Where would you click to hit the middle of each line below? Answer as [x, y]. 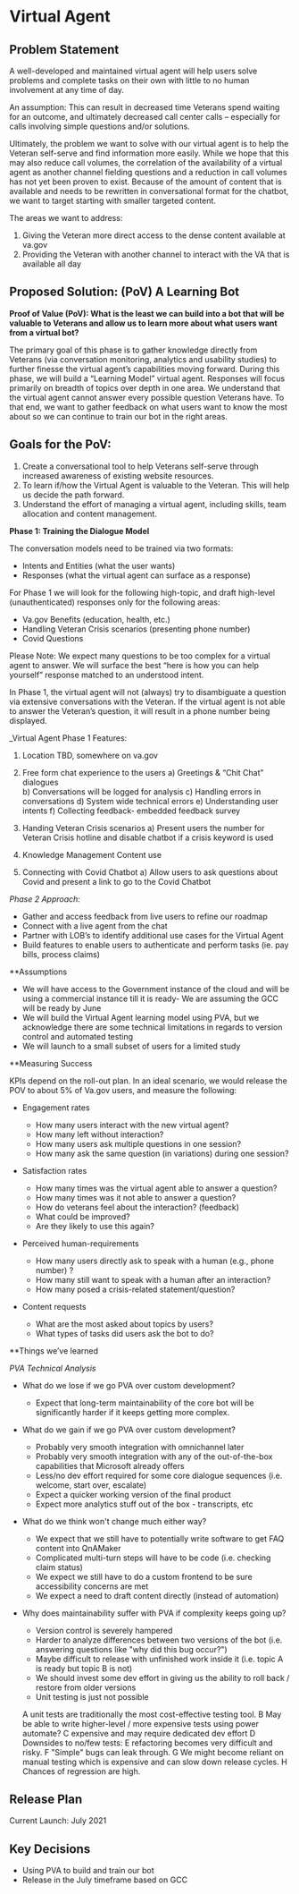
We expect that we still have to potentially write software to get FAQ [160, 1538]
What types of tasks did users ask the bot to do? [125, 1333]
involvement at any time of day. [67, 90]
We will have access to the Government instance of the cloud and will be [156, 989]
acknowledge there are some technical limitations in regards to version [152, 1027]
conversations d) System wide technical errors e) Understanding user [150, 801]
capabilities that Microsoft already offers [110, 1465]
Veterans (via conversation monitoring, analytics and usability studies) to [143, 359]
